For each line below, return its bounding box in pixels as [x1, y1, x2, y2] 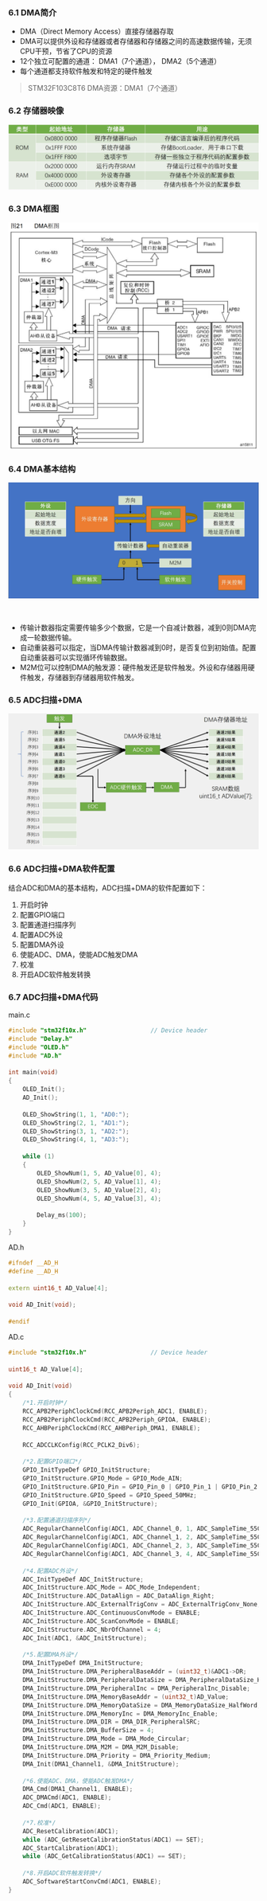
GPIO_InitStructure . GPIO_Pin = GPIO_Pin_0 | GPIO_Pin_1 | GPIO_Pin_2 [22, 1483, 258, 1491]
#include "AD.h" [8, 1051, 62, 1060]
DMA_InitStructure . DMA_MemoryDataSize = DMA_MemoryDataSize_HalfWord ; [22, 1701, 261, 1709]
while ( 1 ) [22, 1152, 56, 1160]
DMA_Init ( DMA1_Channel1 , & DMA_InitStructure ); [22, 1760, 180, 1768]
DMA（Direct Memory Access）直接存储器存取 [19, 26, 174, 37]
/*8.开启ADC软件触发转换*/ [22, 1869, 103, 1877]
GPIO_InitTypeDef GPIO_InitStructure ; [22, 1466, 151, 1474]
